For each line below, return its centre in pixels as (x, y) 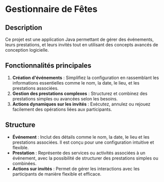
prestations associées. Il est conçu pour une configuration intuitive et (83, 142)
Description (24, 28)
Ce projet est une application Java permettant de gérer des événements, (80, 39)
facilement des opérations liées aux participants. (62, 109)
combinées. (24, 163)
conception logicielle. (27, 50)
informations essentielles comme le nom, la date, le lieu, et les (76, 83)
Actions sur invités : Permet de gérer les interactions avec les (76, 169)
